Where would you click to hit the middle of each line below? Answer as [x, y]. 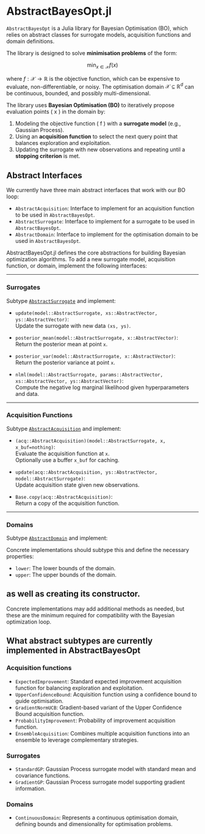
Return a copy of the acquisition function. [67, 503]
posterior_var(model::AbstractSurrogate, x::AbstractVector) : [95, 356]
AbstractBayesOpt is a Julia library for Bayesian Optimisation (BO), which [97, 28]
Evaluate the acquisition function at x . [62, 453]
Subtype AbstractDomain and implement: [57, 538]
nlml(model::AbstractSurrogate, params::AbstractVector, [89, 374]
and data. [27, 393]
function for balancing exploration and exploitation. [79, 688]
